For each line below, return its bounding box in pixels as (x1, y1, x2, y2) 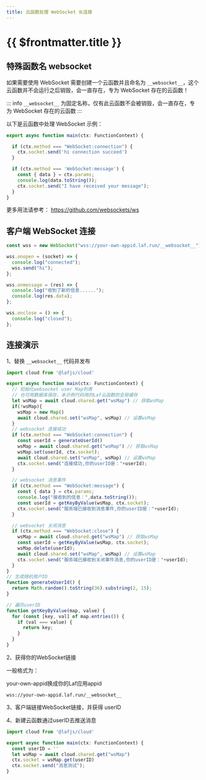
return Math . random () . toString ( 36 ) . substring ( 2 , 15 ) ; (12, 585, 152, 592)
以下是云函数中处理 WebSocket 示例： (6, 120, 103, 128)
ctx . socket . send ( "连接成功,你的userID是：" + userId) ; (17, 461, 148, 467)
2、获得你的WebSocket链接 (6, 654, 77, 661)
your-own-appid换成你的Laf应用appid (6, 679, 102, 687)
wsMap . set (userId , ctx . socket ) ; (17, 449, 100, 455)
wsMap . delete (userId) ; (17, 545, 75, 551)
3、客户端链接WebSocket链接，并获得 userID (6, 703, 121, 711)
